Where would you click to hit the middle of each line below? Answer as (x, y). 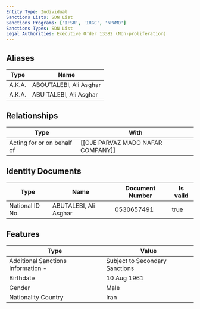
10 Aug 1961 (125, 278)
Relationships (32, 116)
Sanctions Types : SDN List (40, 28)
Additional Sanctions (38, 261)
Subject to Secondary (136, 261)
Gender (20, 288)
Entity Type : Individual (37, 12)
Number (141, 196)
